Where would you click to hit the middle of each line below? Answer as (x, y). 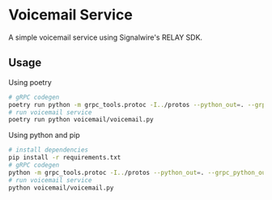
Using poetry (30, 82)
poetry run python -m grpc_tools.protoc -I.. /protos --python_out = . (126, 104)
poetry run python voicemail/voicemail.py (81, 120)
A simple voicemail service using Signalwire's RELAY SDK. (106, 37)
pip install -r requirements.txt (65, 158)
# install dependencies (49, 150)
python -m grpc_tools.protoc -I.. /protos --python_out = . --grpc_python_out (139, 172)
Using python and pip (45, 135)
